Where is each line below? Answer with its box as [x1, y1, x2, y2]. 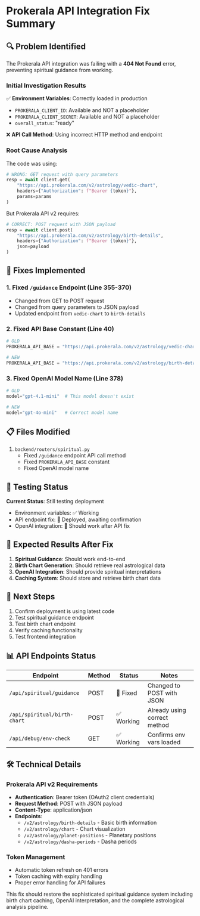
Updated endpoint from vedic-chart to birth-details [14, 310, 146, 317]
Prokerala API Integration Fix [6, 4, 150, 18]
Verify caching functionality [14, 626, 83, 633]
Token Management [6, 853, 65, 861]
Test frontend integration [14, 633, 76, 640]
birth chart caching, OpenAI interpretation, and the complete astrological [6, 897, 185, 904]
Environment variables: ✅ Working [14, 509, 99, 516]
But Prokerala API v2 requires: [6, 210, 80, 217]
